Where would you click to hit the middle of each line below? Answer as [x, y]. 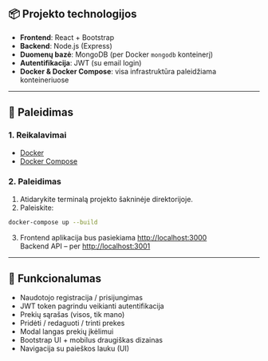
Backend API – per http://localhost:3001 [85, 246]
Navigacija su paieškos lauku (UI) [75, 349]
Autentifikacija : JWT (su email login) [81, 62]
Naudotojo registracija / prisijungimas [81, 298]
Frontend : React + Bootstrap [67, 37]
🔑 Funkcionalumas [55, 279]
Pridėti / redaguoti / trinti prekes [72, 323]
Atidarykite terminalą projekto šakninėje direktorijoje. [106, 199]
